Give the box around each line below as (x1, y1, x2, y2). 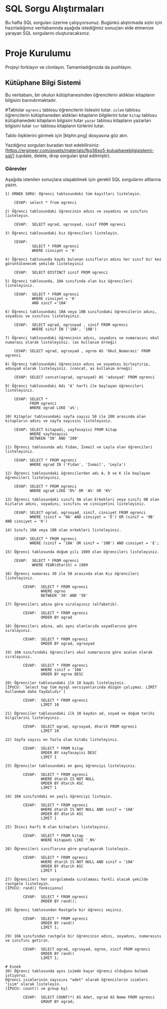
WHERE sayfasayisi (29, 431, 68, 437)
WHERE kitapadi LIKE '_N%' (40, 837, 97, 842)
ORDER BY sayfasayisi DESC (40, 750, 97, 755)
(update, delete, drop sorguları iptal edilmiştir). (15, 153, 111, 159)
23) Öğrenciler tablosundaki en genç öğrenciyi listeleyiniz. (5, 763, 137, 768)
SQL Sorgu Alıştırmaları (5, 3, 104, 14)
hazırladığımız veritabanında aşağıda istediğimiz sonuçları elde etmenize (5, 24, 154, 30)
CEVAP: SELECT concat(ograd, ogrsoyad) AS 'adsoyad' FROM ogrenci (14, 375, 155, 380)
